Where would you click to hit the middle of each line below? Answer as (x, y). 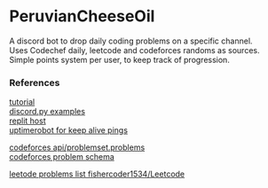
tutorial (22, 102)
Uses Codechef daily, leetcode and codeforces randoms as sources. (134, 50)
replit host (28, 121)
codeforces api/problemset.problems (77, 147)
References (35, 82)
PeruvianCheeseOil (82, 16)
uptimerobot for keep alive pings (69, 130)
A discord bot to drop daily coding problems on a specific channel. (131, 41)
